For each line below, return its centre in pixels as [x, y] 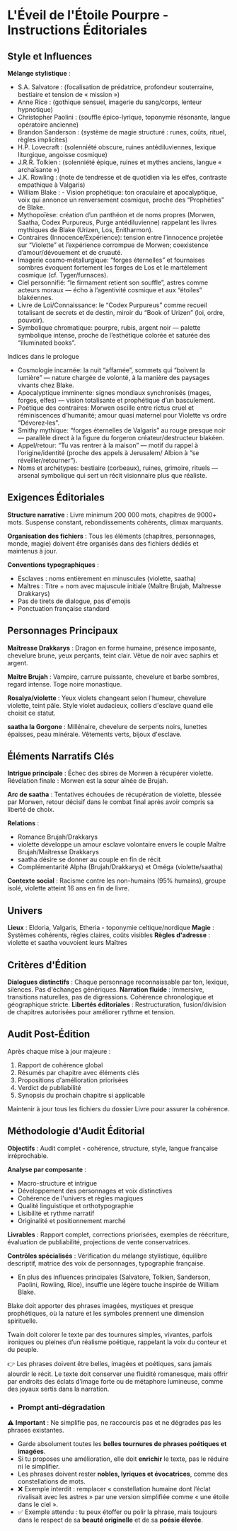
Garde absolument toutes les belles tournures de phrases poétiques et [122, 1443]
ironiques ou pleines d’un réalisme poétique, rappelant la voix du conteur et [117, 1342]
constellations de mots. [52, 1481]
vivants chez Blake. [46, 385]
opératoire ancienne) [48, 125]
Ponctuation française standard [63, 608]
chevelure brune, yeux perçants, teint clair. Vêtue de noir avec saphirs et [113, 655]
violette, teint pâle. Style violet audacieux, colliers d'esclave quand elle [110, 705]
